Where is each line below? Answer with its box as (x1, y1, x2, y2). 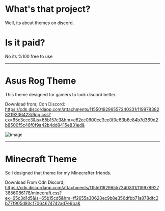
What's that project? (5, 3, 91, 15)
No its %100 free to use (5, 53, 53, 59)
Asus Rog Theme (5, 75, 76, 87)
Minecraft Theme (5, 154, 77, 165)
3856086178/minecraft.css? (5, 190, 62, 196)
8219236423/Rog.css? (5, 111, 51, 117)
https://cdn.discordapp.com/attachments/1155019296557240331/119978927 (5, 184, 160, 190)
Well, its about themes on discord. (5, 20, 74, 26)
